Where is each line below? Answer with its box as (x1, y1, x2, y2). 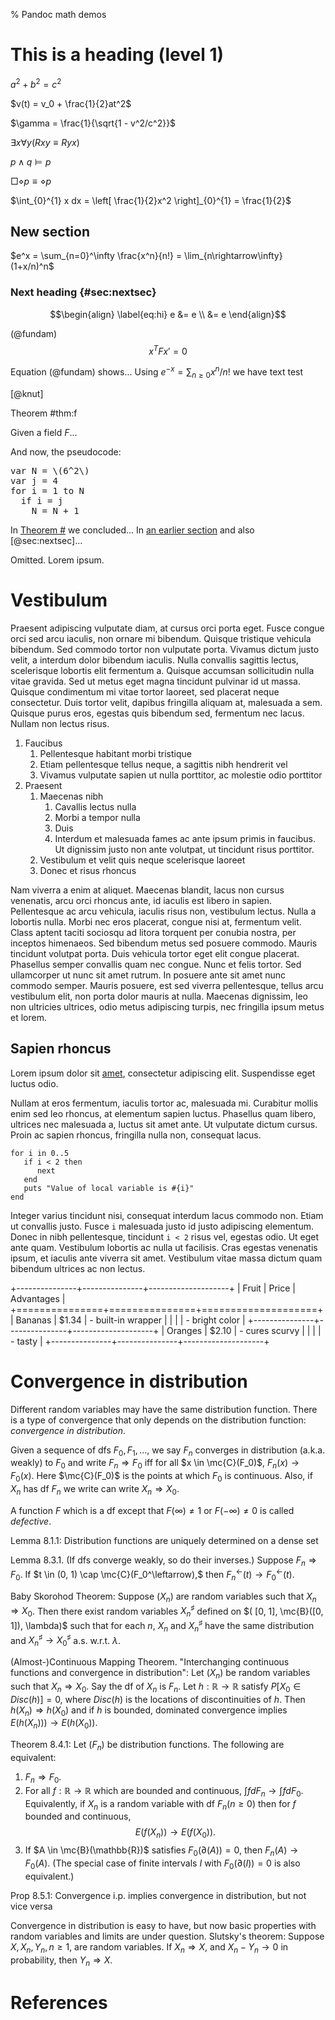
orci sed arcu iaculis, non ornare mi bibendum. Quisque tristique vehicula (10, 632, 312, 644)
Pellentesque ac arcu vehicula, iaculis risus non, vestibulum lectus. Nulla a (10, 905, 317, 917)
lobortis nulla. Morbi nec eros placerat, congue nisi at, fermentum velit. (10, 915, 302, 928)
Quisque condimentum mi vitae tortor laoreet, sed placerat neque (10, 685, 280, 698)
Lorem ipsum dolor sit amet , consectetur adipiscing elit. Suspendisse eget (10, 1067, 316, 1079)
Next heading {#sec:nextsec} (10, 285, 157, 299)
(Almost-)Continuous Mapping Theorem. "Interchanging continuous (10, 1656, 290, 1668)
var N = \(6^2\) (10, 465, 90, 476)
